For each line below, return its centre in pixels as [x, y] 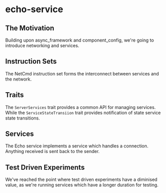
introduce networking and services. [42, 46]
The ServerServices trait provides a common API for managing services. [80, 107]
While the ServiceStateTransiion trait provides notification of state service [83, 112]
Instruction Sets [31, 62]
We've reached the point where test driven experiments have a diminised [81, 180]
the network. [18, 79]
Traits [15, 95]
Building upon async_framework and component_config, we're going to [80, 40]
